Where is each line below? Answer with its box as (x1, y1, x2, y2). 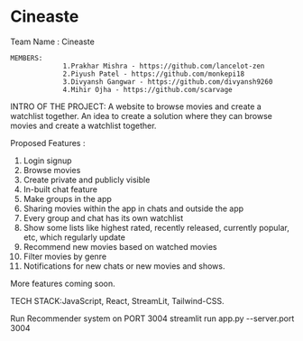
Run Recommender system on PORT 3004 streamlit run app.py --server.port (10, 313, 295, 324)
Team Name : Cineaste (10, 36, 96, 47)
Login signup (23, 155, 72, 166)
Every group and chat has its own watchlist (23, 212, 184, 223)
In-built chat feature (23, 183, 98, 195)
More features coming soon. (10, 278, 115, 289)
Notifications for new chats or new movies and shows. (23, 260, 225, 272)
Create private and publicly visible (23, 174, 151, 185)
